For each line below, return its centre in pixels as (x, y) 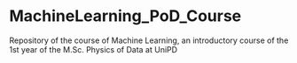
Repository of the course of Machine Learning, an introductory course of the (149, 40)
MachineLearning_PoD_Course (125, 16)
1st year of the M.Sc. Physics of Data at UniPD (94, 49)
